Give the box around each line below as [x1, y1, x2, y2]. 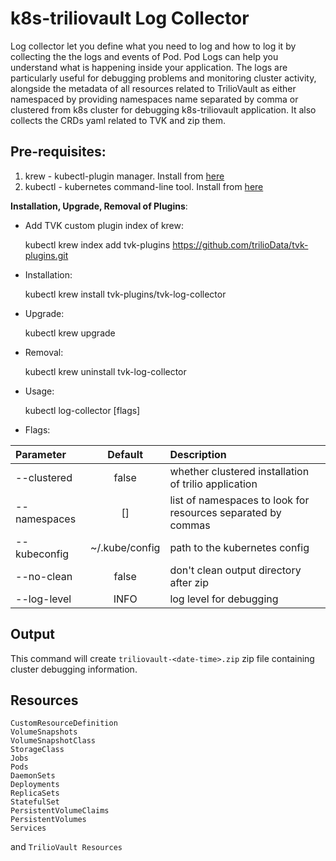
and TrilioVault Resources [10, 841, 123, 853]
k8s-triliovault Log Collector [10, 7, 250, 30]
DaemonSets [10, 771, 56, 781]
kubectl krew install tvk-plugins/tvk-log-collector [24, 288, 227, 300]
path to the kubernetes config [169, 540, 310, 554]
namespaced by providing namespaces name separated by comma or [10, 93, 299, 105]
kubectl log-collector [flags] [24, 404, 141, 416]
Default [107, 447, 144, 461]
